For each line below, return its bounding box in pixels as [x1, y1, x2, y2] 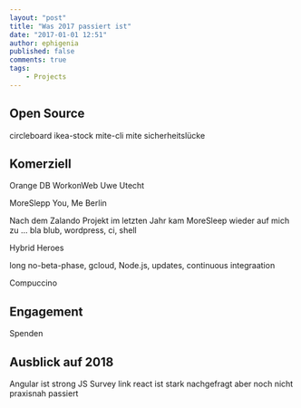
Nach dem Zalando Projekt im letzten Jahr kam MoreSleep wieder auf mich [9, 215, 290, 227]
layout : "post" [9, 13, 67, 23]
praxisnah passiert [9, 388, 79, 399]
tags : [9, 64, 30, 73]
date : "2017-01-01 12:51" [9, 30, 107, 39]
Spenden [9, 328, 44, 339]
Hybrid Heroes [9, 242, 64, 254]
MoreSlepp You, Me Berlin [9, 198, 107, 209]
